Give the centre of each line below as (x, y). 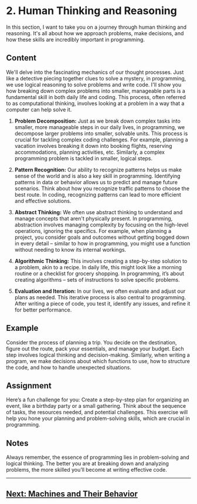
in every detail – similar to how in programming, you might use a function (102, 243)
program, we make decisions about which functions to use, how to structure (98, 361)
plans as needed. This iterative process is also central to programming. (100, 297)
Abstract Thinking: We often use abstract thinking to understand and (98, 212)
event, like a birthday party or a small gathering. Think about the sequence (96, 406)
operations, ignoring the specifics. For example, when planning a (93, 231)
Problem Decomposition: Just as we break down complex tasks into (97, 121)
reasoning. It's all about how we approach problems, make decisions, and (95, 33)
